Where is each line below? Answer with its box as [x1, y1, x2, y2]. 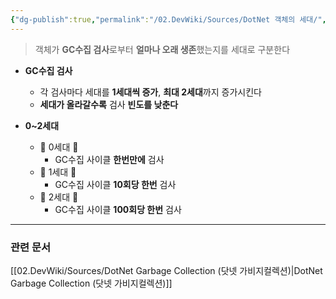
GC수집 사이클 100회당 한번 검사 [54, 203, 182, 215]
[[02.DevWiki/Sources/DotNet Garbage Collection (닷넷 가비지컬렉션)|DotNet [10, 264, 323, 276]
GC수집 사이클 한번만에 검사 [54, 153, 165, 165]
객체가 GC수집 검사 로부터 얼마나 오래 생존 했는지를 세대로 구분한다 [34, 43, 291, 55]
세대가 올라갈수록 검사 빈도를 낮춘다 [39, 98, 179, 110]
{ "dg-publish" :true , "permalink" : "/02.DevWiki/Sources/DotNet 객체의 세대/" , [10, 14, 327, 25]
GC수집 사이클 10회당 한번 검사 [54, 178, 177, 190]
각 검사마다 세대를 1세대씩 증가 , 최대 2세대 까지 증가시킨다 [39, 86, 262, 98]
